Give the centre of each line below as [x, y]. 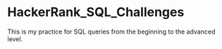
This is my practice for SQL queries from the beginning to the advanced [111, 31]
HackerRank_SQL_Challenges [96, 12]
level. [15, 38]
